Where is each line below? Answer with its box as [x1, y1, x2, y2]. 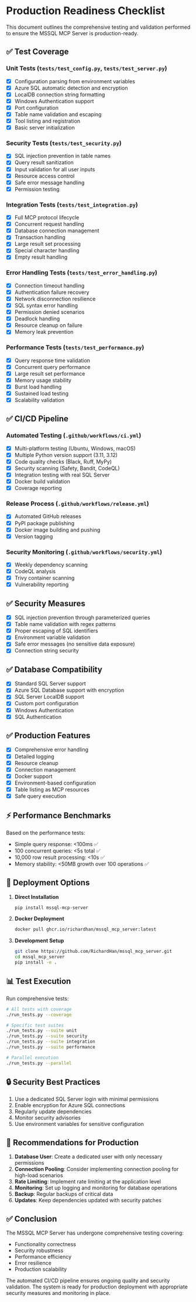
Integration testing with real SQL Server [14, 471, 110, 478]
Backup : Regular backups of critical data [14, 1191, 114, 1198]
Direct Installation [14, 893, 59, 900]
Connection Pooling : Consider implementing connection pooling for [14, 1166, 179, 1173]
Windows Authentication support [14, 97, 94, 104]
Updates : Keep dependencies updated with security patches [14, 1197, 162, 1204]
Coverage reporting [14, 485, 63, 492]
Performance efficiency [14, 1253, 72, 1260]
